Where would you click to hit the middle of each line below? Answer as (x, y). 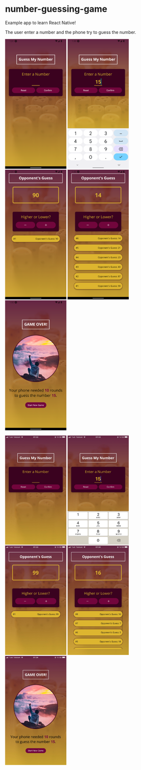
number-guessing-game (56, 9)
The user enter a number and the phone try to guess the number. (70, 32)
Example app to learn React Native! (40, 23)
